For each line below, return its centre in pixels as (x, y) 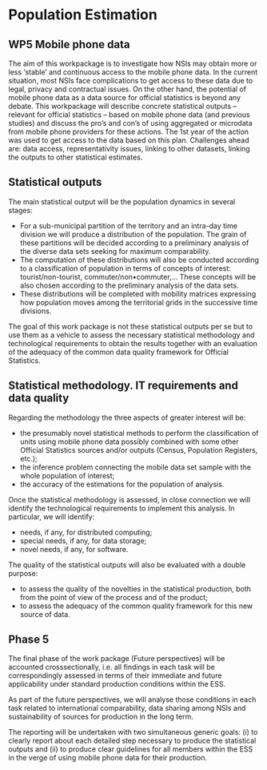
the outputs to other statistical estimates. (76, 157)
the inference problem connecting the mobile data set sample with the (135, 467)
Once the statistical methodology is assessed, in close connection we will (129, 499)
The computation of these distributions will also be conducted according (139, 260)
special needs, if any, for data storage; (83, 540)
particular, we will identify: (52, 516)
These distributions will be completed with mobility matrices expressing (138, 293)
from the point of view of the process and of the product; (114, 597)
